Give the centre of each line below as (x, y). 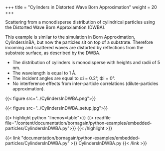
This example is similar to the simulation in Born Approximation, (70, 37)
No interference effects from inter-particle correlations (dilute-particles (85, 83)
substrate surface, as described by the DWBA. (53, 53)
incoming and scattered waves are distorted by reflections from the (74, 47)
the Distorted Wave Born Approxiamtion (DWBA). (55, 27)
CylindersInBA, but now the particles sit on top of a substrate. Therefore (79, 42)
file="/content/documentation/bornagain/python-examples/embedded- (79, 123)
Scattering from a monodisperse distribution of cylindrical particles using (80, 22)
